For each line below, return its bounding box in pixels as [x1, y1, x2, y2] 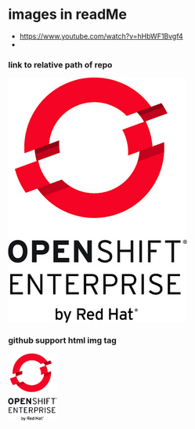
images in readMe [8, 5, 128, 24]
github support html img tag [8, 335, 117, 346]
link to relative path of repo [8, 59, 113, 70]
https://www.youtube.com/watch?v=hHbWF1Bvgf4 [19, 31, 184, 41]
